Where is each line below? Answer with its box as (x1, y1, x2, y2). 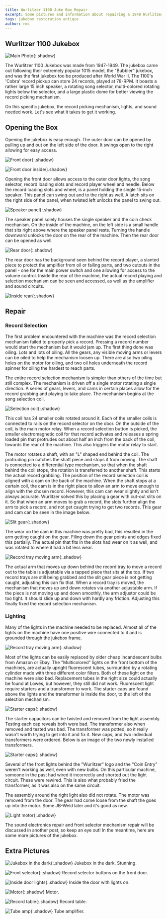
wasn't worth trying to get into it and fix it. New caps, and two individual (5, 731, 153, 737)
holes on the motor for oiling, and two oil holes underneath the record (5, 360, 148, 366)
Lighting (5, 613, 26, 620)
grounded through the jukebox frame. (5, 635, 82, 641)
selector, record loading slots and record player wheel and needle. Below (5, 181, 155, 187)
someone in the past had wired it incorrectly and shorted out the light (5, 771, 147, 778)
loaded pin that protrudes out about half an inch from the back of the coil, (5, 436, 156, 442)
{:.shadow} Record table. (36, 898, 87, 905)
